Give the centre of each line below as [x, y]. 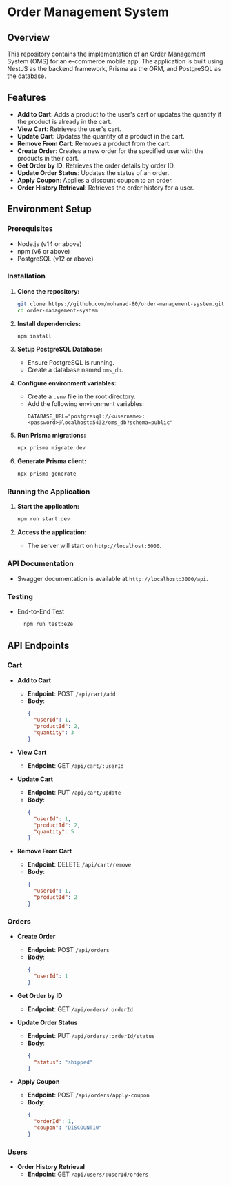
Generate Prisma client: [52, 461]
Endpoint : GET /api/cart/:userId [76, 765]
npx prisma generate [47, 474]
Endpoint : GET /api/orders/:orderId [80, 1009]
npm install [34, 336]
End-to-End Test [41, 611]
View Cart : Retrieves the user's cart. [69, 129]
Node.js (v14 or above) [49, 244]
